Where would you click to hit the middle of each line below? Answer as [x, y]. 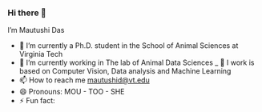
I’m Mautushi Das [36, 30]
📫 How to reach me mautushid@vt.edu [84, 80]
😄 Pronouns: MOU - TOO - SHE [72, 92]
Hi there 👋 [27, 13]
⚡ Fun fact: [37, 101]
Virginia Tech [41, 54]
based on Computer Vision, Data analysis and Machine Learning [125, 71]
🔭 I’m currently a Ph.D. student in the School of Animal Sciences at [129, 46]
